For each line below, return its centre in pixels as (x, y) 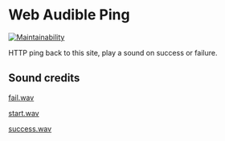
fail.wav (21, 97)
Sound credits (44, 78)
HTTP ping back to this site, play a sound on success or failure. (113, 52)
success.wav (30, 129)
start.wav (24, 113)
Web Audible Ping (69, 15)
